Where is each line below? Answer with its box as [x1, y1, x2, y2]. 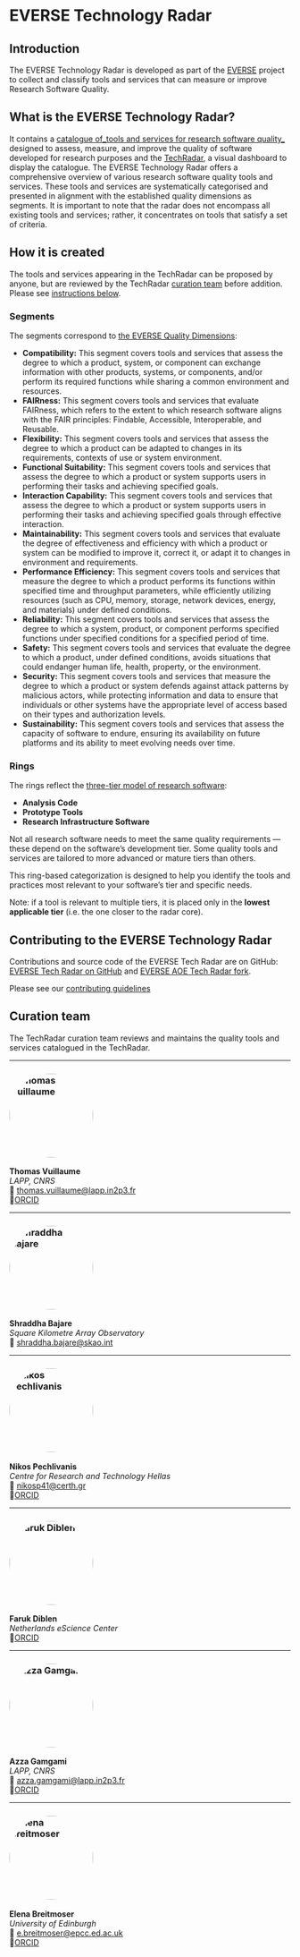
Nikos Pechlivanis [9, 1460, 78, 1472]
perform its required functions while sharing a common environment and [21, 376, 290, 387]
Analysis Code [21, 797, 79, 808]
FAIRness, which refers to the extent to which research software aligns [21, 404, 283, 415]
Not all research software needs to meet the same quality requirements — [9, 834, 281, 845]
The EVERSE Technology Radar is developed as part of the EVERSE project [9, 64, 286, 75]
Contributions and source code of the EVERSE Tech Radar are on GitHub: [9, 957, 279, 967]
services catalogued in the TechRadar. [9, 1042, 151, 1052]
